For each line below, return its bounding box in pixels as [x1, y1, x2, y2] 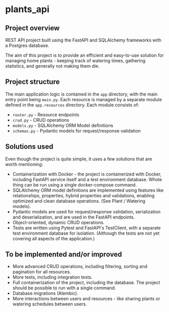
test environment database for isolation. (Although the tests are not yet [12, 230, 160, 236]
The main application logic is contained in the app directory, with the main [5, 91, 158, 97]
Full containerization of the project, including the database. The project [12, 280, 160, 286]
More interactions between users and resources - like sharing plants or [12, 296, 160, 302]
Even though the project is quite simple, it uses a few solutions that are [5, 156, 152, 162]
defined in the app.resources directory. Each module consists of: [5, 102, 140, 108]
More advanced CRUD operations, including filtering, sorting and [12, 263, 148, 270]
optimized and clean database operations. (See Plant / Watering [12, 198, 145, 204]
